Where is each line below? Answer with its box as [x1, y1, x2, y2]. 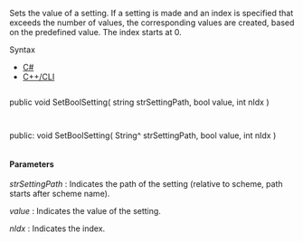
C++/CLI [22, 71, 55, 82]
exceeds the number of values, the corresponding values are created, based [9, 17, 295, 28]
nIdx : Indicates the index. [9, 223, 106, 234]
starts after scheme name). [9, 189, 110, 199]
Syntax [9, 44, 36, 55]
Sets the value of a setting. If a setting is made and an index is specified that [9, 8, 294, 18]
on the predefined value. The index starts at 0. [9, 27, 183, 37]
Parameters [9, 158, 54, 170]
